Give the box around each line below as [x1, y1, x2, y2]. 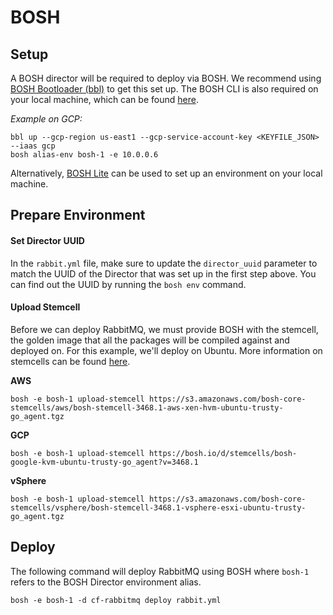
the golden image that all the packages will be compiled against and [10, 334, 290, 346]
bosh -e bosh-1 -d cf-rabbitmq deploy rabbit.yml [10, 595, 222, 605]
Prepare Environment [10, 207, 146, 224]
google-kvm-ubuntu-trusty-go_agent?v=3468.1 [10, 457, 199, 467]
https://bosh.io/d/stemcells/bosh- [148, 448, 298, 458]
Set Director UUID [10, 234, 85, 246]
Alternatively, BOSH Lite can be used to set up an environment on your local [10, 167, 323, 179]
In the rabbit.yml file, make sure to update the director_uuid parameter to [10, 257, 318, 269]
